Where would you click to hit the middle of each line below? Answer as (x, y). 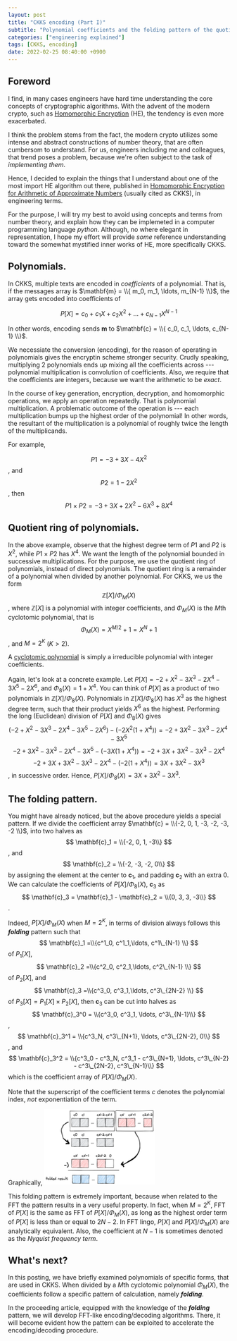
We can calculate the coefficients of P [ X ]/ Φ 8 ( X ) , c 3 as (87, 885)
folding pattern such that (44, 932)
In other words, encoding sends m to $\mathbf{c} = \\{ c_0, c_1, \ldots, (109, 329)
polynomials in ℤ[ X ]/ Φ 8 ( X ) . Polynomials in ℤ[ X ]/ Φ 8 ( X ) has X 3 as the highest (117, 699)
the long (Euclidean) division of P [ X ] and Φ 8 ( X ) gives (85, 717)
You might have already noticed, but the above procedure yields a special (114, 816)
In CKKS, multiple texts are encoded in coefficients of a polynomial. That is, (117, 283)
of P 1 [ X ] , (20, 955)
